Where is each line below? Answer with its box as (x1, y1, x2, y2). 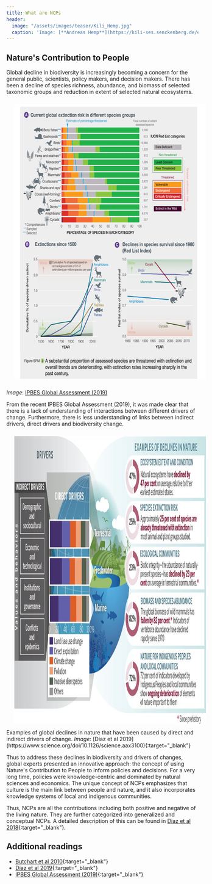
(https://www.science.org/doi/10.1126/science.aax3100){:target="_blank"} (6, 742, 191, 749)
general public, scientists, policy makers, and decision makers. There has (6, 75, 191, 82)
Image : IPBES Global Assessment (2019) (6, 389, 108, 396)
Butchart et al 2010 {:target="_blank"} (15, 858, 108, 865)
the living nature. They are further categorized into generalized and (6, 811, 175, 818)
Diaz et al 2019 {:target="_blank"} (15, 864, 99, 871)
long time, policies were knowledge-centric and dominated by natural (6, 773, 181, 781)
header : (6, 16, 26, 23)
